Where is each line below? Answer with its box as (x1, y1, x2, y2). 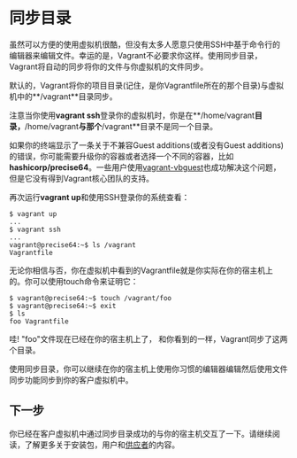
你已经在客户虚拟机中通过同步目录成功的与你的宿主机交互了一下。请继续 (9, 428, 272, 439)
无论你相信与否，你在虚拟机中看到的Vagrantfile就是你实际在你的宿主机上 (9, 265, 274, 276)
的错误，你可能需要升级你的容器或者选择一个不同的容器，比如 (9, 151, 234, 161)
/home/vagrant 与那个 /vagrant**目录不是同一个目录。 (25, 120, 218, 131)
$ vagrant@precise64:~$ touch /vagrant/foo (9, 293, 172, 302)
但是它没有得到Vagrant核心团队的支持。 (9, 173, 155, 183)
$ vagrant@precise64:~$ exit (9, 301, 117, 310)
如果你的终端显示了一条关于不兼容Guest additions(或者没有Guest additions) (9, 139, 285, 151)
